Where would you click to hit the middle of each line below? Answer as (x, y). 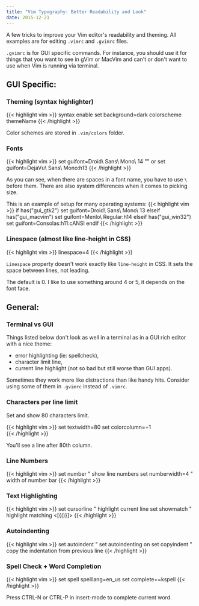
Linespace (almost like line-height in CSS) (69, 239)
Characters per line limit (42, 402)
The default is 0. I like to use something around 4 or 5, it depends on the (96, 282)
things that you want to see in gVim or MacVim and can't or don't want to (97, 59)
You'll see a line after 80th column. (49, 445)
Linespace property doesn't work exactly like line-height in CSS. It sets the (100, 264)
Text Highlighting (32, 496)
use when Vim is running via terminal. (53, 65)
